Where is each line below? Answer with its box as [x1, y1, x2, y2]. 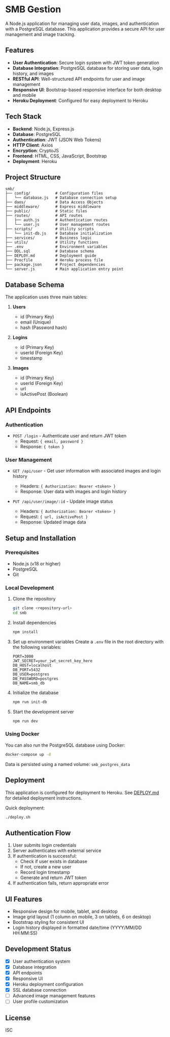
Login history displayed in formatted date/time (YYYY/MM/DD [12, 924, 142, 931]
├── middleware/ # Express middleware [5, 204, 101, 209]
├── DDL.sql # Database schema [5, 249, 94, 254]
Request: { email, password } [20, 438, 84, 444]
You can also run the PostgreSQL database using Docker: [5, 742, 125, 748]
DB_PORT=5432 [12, 667, 41, 672]
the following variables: [12, 644, 62, 650]
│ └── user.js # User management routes [5, 222, 110, 227]
